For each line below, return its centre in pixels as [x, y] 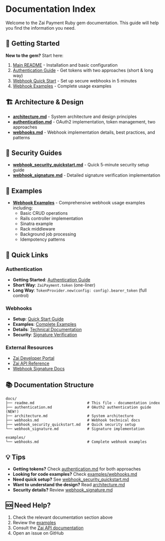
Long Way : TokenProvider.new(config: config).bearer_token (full [80, 290]
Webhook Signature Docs [39, 369]
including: [23, 208]
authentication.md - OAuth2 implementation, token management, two [84, 121]
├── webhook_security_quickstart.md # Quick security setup [71, 425]
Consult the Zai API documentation [48, 528]
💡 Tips [16, 457]
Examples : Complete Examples [45, 324]
